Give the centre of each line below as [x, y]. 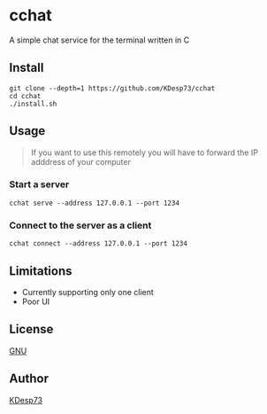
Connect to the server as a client [80, 225]
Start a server [39, 184]
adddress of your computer [80, 161]
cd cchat [25, 96]
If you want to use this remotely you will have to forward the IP [145, 152]
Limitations [41, 271]
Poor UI [36, 301]
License [31, 329]
